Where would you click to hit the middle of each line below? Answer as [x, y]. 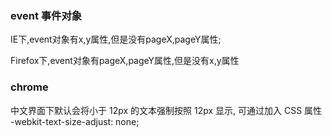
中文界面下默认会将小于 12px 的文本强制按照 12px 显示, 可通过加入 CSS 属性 [166, 110]
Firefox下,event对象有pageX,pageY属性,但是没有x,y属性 [125, 61]
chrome [29, 87]
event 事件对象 [46, 15]
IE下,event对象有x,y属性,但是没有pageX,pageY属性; [116, 39]
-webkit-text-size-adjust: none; [75, 121]
